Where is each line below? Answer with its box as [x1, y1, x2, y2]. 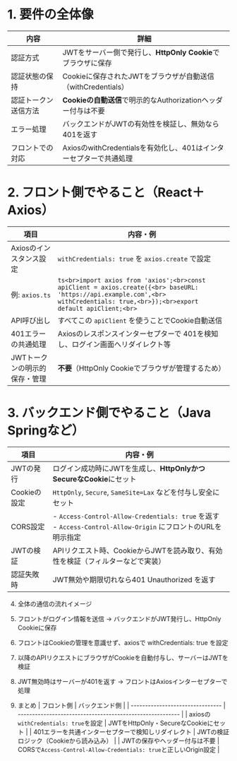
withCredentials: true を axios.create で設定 [57, 254, 212, 264]
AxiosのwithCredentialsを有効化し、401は [62, 143, 203, 153]
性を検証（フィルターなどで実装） [52, 556, 166, 566]
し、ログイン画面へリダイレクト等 [57, 339, 171, 349]
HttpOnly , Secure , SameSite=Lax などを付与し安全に [52, 487, 220, 497]
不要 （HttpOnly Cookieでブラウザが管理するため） [57, 363, 226, 373]
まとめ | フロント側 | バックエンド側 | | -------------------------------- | [17, 701, 226, 709]
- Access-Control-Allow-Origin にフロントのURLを [52, 521, 222, 531]
